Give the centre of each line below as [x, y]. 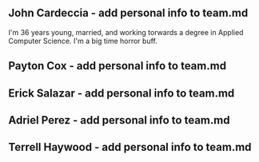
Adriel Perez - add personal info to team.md [119, 120]
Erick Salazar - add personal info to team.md [122, 93]
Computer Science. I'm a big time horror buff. [83, 41]
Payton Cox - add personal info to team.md [117, 66]
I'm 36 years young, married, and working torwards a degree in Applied [126, 32]
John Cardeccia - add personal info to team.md [128, 13]
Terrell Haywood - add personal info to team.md [130, 147]
